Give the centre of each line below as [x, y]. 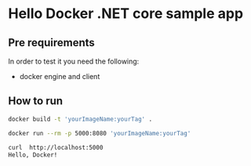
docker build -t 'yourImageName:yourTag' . [80, 119]
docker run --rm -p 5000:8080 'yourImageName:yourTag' [100, 133]
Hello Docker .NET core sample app [126, 14]
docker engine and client [60, 76]
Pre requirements [52, 43]
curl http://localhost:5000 [56, 148]
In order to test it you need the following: [74, 61]
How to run [36, 101]
